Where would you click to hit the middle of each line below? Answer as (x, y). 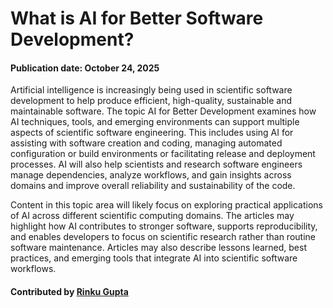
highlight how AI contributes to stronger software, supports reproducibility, (164, 226)
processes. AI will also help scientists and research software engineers (156, 164)
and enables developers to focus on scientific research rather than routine (163, 237)
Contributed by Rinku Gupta (69, 291)
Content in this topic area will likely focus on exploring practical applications (166, 205)
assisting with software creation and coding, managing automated (146, 143)
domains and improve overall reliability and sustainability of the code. (153, 186)
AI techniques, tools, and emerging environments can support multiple (155, 122)
